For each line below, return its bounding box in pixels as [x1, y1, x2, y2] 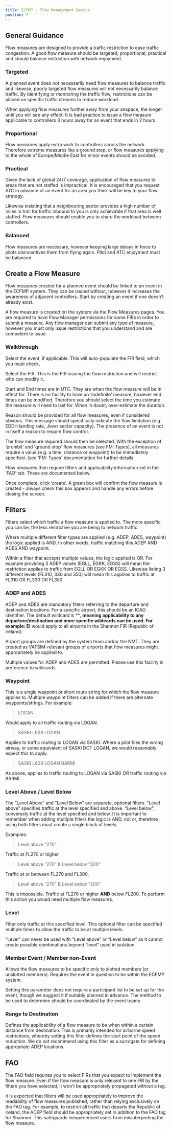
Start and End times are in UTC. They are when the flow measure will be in [5, 386, 162, 392]
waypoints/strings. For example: [5, 700, 73, 706]
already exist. [5, 299, 34, 305]
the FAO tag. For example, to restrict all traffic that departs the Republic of [5, 1104, 161, 1110]
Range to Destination [5, 1010, 59, 1018]
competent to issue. [5, 331, 47, 337]
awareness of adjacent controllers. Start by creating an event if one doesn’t [5, 293, 164, 300]
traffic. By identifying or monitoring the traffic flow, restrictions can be [5, 91, 152, 97]
